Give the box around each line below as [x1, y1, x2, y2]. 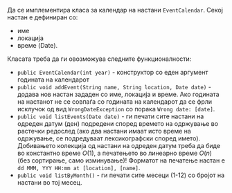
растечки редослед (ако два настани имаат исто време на [17, 127, 192, 135]
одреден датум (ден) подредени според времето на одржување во [17, 120, 219, 127]
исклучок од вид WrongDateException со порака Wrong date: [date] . [17, 105, 215, 113]
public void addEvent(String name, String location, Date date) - [17, 83, 211, 91]
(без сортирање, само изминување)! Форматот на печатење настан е [17, 156, 225, 165]
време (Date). [17, 42, 58, 49]
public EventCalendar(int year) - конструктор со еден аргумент [17, 68, 209, 76]
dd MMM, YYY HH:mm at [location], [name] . [17, 164, 141, 172]
